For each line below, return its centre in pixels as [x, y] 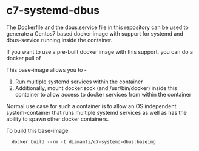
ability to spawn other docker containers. [58, 119]
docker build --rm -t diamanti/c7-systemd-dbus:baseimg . [87, 142]
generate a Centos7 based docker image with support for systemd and [95, 33]
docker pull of [24, 58]
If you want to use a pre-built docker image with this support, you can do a [99, 51]
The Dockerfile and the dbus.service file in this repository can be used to [98, 27]
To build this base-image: [38, 130]
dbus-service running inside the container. [59, 40]
